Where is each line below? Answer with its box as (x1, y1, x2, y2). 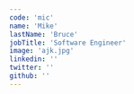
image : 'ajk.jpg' (9, 47, 75, 56)
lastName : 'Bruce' (9, 30, 78, 38)
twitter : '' (9, 64, 54, 73)
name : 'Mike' (9, 21, 58, 30)
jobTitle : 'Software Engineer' (9, 38, 127, 47)
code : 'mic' (9, 13, 54, 22)
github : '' (9, 72, 50, 81)
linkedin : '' (9, 55, 58, 64)
